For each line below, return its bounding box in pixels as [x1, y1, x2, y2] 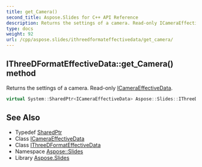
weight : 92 [6, 31, 34, 37]
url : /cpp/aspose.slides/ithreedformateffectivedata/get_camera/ [6, 37, 173, 43]
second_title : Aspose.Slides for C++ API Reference [6, 14, 138, 20]
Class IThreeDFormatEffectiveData [14, 141, 101, 148]
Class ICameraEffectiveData [14, 135, 85, 142]
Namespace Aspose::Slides [14, 148, 84, 155]
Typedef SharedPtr [14, 129, 63, 136]
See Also [6, 112, 40, 123]
